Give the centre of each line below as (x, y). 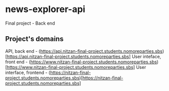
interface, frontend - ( (28, 72)
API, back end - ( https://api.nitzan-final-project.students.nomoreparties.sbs (84, 51)
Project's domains (35, 39)
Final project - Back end (30, 23)
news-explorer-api (45, 9)
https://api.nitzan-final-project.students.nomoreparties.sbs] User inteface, (84, 56)
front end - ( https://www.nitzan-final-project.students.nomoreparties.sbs (81, 62)
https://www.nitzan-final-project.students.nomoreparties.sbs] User (76, 67)
